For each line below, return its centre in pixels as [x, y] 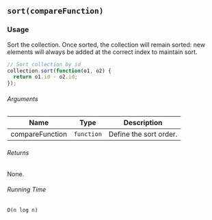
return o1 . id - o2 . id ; [45, 77]
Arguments [23, 98]
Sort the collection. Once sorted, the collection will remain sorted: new [106, 44]
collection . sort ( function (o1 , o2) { [59, 71]
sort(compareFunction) [55, 11]
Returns [18, 152]
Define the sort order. [143, 135]
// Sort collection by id [44, 64]
